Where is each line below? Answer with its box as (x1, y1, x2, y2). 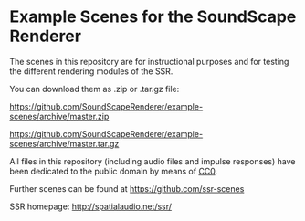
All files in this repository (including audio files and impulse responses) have (9, 155, 296, 166)
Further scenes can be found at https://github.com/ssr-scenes (9, 183, 245, 194)
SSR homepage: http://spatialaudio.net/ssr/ (9, 201, 172, 212)
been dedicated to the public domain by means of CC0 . (9, 165, 218, 176)
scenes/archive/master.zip (9, 110, 110, 121)
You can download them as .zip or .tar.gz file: (9, 83, 180, 94)
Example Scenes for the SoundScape (9, 6, 297, 27)
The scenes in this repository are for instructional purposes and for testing (9, 56, 289, 67)
